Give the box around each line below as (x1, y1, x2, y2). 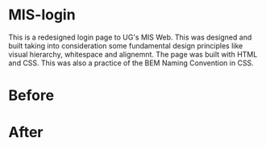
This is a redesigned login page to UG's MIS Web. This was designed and (8, 32, 252, 42)
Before (8, 86, 55, 105)
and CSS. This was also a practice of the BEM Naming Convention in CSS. (8, 58, 254, 68)
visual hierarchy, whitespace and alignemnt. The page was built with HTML (8, 49, 258, 59)
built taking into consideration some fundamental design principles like (8, 40, 243, 50)
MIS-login (8, 6, 76, 24)
